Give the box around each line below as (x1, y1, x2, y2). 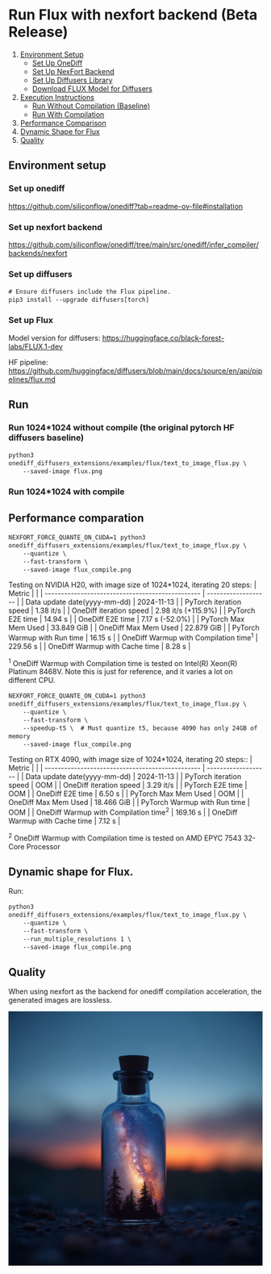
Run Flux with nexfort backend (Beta (8, 6, 258, 24)
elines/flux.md (8, 374, 56, 384)
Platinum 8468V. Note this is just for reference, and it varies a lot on (8, 667, 233, 677)
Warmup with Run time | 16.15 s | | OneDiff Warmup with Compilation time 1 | (8, 631, 258, 643)
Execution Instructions (19, 92, 95, 102)
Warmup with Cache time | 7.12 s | (8, 815, 121, 825)
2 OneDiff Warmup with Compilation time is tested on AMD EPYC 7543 (8, 832, 242, 843)
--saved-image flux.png (23, 467, 103, 476)
